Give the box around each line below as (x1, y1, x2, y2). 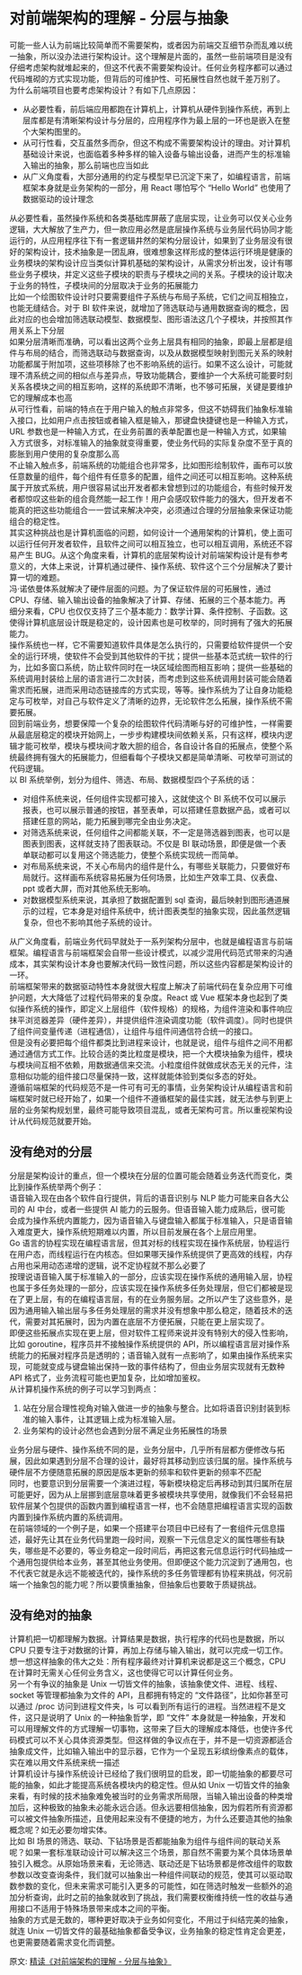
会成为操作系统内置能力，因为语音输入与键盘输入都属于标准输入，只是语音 (9, 1215, 285, 1226)
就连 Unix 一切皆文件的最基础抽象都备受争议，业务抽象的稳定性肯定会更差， (9, 1925, 290, 1936)
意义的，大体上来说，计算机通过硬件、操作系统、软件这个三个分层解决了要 (9, 561, 285, 571)
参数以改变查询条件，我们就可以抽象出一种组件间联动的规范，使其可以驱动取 (9, 1869, 293, 1880)
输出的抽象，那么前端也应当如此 (30, 159, 149, 171)
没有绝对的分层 (9, 1145, 93, 1160)
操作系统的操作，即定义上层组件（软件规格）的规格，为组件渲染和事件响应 (16, 1003, 293, 1014)
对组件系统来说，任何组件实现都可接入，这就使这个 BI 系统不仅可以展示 (22, 793, 287, 804)
